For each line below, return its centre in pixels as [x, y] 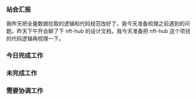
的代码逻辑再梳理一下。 [35, 39]
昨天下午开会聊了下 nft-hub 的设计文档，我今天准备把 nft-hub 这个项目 [103, 31]
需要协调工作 [25, 91]
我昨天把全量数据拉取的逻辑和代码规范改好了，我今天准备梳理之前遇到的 [95, 24]
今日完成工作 [25, 56]
